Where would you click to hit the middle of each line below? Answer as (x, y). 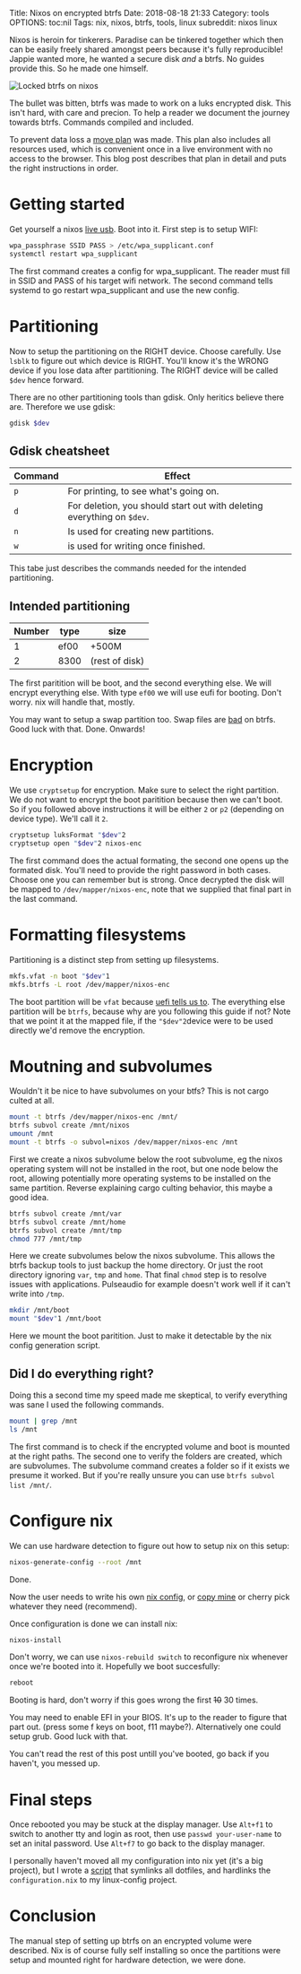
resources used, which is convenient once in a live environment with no (141, 149)
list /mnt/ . (30, 1485)
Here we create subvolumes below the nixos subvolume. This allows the (142, 1256)
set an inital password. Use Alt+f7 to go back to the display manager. (138, 1844)
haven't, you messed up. (55, 1763)
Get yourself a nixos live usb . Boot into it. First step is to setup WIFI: (134, 229)
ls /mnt (24, 1429)
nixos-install (36, 1640)
